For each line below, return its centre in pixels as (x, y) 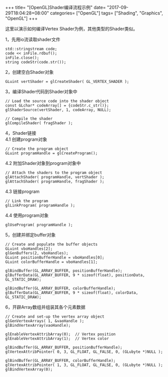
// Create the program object (37, 149)
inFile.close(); (22, 58)
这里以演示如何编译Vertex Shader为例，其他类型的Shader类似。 (71, 29)
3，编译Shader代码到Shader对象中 (41, 91)
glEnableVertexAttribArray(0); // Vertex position (60, 334)
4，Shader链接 (21, 133)
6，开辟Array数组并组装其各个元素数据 (45, 307)
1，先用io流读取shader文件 (33, 39)
